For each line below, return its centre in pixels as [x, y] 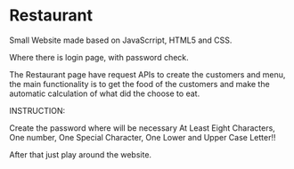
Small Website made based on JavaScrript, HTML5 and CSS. [121, 40]
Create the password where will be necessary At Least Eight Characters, [143, 128]
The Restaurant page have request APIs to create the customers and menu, [147, 74]
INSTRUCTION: [37, 110]
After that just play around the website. [81, 154]
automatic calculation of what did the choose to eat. [105, 93]
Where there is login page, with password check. [99, 57]
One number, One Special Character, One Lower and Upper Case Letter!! [143, 137]
